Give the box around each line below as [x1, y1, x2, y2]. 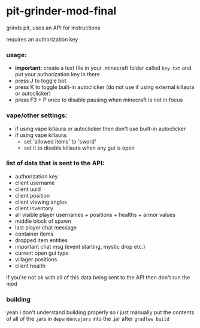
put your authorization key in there [14, 71, 100, 78]
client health [14, 262, 46, 269]
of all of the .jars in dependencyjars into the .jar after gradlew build [6, 315, 169, 323]
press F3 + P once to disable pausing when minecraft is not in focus [14, 96, 183, 103]
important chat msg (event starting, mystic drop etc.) [14, 243, 146, 250]
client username [14, 179, 55, 186]
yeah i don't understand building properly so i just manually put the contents [6, 309, 195, 316]
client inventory [14, 204, 54, 211]
